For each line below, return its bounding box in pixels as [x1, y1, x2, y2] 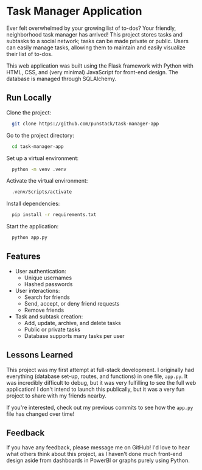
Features [6, 251, 41, 262]
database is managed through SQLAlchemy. [6, 75, 117, 82]
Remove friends [24, 306, 64, 314]
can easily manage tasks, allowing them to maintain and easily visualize [6, 44, 186, 51]
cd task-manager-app [12, 143, 64, 150]
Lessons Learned [6, 350, 73, 360]
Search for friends [24, 293, 70, 301]
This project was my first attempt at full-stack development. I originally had [6, 366, 195, 373]
